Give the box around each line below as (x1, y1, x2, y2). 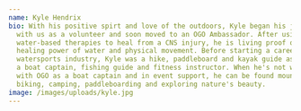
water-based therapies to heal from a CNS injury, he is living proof (16, 38, 287, 47)
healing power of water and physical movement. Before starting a (16, 47, 270, 55)
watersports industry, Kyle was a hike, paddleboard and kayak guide (16, 55, 282, 64)
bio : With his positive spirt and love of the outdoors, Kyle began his (8, 21, 287, 30)
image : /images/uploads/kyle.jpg (8, 88, 134, 97)
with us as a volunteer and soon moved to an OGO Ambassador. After (16, 30, 279, 38)
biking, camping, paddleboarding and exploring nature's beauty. (16, 80, 267, 89)
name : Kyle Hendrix (8, 13, 82, 22)
